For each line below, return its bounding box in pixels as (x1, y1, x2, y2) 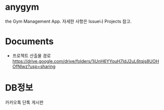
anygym (5, 1, 40, 13)
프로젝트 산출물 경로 (12, 53, 51, 58)
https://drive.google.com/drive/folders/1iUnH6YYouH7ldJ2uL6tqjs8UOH (12, 58, 160, 64)
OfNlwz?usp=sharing (12, 63, 56, 69)
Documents (5, 36, 54, 47)
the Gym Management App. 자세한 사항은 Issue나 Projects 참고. (5, 18, 132, 24)
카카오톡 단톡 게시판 (5, 99, 43, 105)
